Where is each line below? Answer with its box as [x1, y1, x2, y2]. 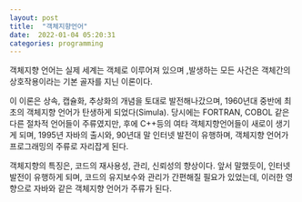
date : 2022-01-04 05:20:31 [9, 30, 116, 39]
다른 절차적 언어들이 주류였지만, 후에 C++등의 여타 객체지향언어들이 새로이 [9, 118, 274, 129]
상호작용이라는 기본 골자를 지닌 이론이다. [9, 76, 153, 87]
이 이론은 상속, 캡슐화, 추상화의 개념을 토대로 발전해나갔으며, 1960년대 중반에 [9, 96, 282, 106]
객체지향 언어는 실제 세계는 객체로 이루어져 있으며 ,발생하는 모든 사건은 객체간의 [9, 65, 291, 76]
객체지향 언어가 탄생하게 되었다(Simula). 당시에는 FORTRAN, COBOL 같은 [25, 106, 290, 118]
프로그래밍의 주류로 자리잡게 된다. [9, 141, 129, 152]
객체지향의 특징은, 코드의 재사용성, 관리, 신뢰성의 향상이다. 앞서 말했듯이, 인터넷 [9, 160, 291, 171]
